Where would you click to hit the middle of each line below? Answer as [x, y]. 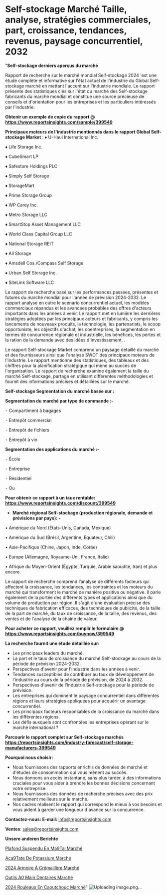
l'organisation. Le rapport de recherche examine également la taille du [77, 370]
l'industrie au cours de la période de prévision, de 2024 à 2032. [78, 679]
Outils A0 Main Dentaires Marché [39, 877]
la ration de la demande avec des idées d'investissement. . [65, 340]
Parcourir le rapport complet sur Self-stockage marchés [64, 737]
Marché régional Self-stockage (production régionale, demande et [83, 512]
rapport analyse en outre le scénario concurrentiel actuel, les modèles [77, 302]
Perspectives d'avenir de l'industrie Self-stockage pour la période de [83, 685]
